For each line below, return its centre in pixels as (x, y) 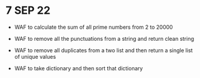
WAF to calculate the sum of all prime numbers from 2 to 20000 (93, 27)
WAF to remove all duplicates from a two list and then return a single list (104, 50)
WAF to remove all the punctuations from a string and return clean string (104, 38)
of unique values (35, 56)
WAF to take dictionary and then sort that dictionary (78, 68)
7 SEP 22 (28, 10)
